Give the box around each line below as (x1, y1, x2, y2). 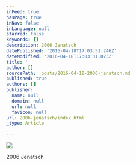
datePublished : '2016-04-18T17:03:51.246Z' (6, 48, 117, 54)
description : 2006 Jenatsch (6, 43, 77, 49)
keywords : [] (6, 37, 39, 43)
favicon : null (11, 109, 47, 115)
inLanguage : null (6, 25, 50, 32)
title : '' (6, 59, 31, 65)
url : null (11, 103, 36, 110)
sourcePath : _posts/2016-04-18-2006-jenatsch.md (6, 70, 131, 76)
